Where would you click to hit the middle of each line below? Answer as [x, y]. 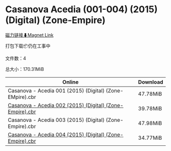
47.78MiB [150, 94]
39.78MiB [150, 108]
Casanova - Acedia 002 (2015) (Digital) [56, 105]
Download [151, 82]
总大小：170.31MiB [25, 69]
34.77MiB [150, 138]
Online [70, 82]
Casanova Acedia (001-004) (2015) [81, 9]
